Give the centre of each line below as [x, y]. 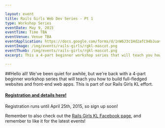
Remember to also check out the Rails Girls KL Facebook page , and [73, 116]
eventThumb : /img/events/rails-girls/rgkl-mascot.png [61, 50]
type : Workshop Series [28, 23]
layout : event [20, 14]
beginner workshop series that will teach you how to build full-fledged [76, 79]
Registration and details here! [36, 95]
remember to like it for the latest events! [45, 121]
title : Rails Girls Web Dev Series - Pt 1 [49, 18]
